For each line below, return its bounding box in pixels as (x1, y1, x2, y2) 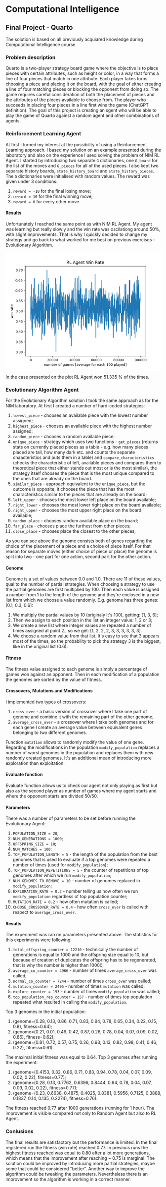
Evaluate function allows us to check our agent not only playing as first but (5, 782, 158, 789)
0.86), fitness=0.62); (12, 1034, 55, 1040)
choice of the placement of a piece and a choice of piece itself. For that (5, 543, 151, 549)
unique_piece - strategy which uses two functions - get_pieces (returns (12, 439, 158, 445)
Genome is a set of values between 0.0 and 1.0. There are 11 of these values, (5, 576, 162, 582)
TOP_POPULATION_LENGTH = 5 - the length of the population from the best (12, 851, 158, 857)
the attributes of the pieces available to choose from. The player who (5, 97, 146, 103)
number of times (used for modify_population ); (12, 862, 108, 868)
